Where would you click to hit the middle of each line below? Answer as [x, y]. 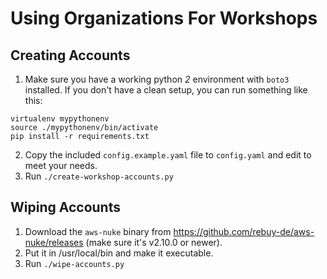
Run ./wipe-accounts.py [74, 263]
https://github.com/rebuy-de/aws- [244, 231]
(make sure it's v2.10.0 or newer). [154, 242]
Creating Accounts [70, 55]
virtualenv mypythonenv [60, 119]
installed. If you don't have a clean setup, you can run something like [166, 90]
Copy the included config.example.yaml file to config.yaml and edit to [168, 155]
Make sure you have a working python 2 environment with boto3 [157, 79]
